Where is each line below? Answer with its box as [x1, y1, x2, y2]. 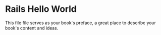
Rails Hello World [5, 3, 77, 15]
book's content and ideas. [5, 25, 58, 31]
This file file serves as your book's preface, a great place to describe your [5, 20, 156, 26]
